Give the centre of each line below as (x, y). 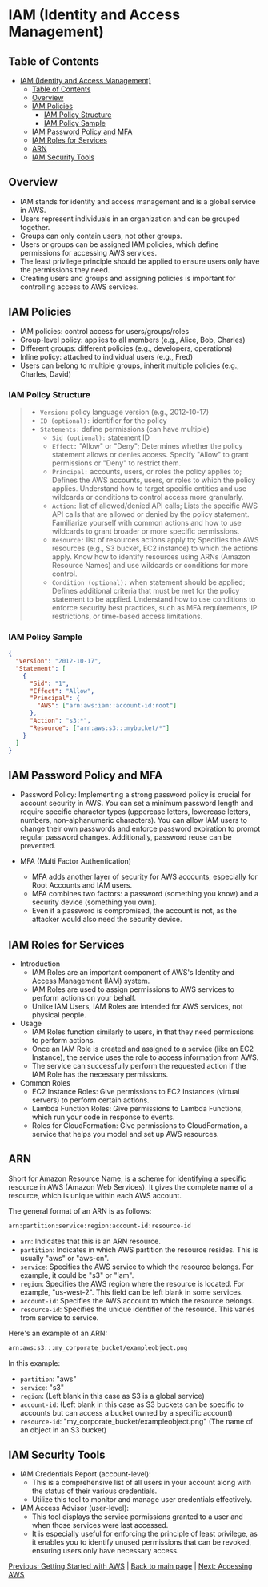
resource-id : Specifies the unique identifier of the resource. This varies (137, 1309)
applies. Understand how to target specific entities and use (149, 488)
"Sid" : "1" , (49, 683)
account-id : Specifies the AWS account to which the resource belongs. (137, 1300)
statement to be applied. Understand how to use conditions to (154, 599)
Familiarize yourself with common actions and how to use (146, 522)
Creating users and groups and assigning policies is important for (128, 278)
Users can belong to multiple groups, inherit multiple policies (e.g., (130, 365)
